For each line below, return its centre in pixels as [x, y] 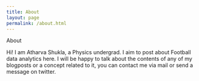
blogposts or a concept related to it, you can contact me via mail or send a [100, 65]
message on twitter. [31, 72]
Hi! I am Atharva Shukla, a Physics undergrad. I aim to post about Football [99, 52]
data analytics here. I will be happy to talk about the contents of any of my [99, 59]
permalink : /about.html [37, 23]
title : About [23, 12]
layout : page [23, 18]
